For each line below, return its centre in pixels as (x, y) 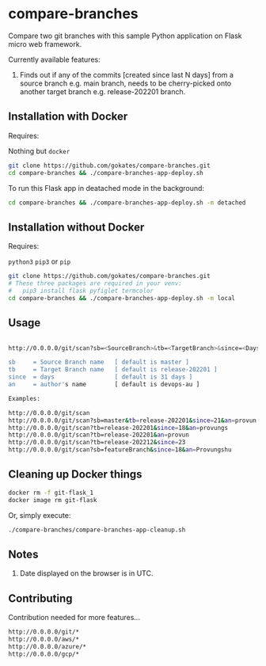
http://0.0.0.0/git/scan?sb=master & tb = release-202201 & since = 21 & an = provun (133, 421)
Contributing (40, 598)
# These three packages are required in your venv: (95, 284)
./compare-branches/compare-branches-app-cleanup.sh (97, 530)
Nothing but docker (39, 150)
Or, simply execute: (40, 515)
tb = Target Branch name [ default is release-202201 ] (113, 370)
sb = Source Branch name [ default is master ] (99, 362)
